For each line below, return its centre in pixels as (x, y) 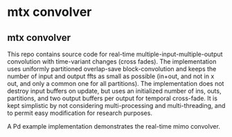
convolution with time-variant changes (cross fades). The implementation (112, 62)
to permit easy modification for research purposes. (80, 113)
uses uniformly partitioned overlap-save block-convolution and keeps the (112, 69)
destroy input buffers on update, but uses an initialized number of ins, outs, (114, 91)
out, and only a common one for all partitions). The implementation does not (116, 83)
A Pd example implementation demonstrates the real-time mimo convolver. (114, 126)
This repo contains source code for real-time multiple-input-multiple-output (115, 54)
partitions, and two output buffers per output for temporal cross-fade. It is (113, 98)
